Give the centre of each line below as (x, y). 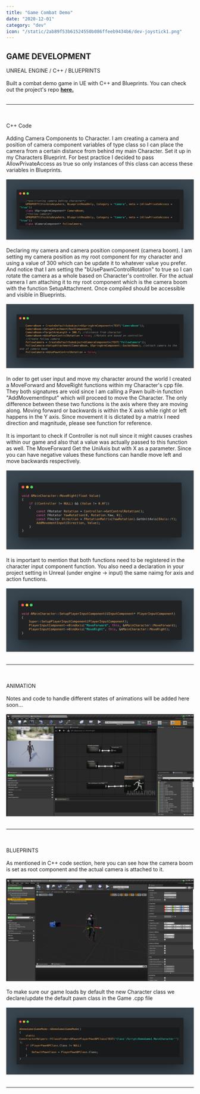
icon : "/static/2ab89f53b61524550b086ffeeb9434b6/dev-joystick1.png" (94, 32)
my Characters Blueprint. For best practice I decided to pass (80, 157)
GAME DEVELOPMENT (49, 56)
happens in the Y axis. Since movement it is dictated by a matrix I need (93, 416)
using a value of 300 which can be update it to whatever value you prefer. (97, 263)
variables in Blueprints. (34, 170)
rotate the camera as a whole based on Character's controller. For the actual (100, 276)
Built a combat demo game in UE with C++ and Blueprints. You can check (96, 83)
